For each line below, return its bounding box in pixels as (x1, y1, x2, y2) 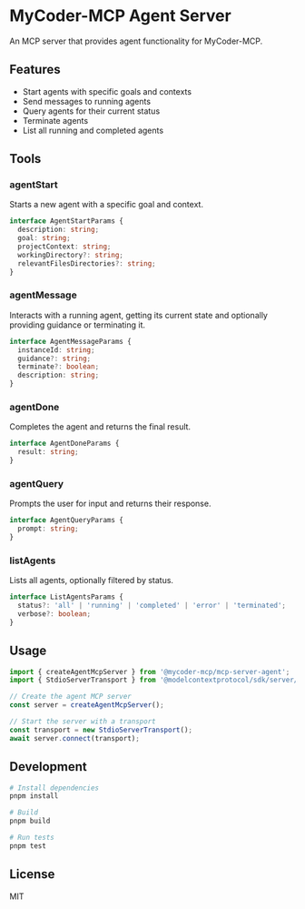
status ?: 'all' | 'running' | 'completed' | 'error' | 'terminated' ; (17, 601, 287, 611)
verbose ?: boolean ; (17, 610, 92, 619)
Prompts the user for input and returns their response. (9, 498, 212, 510)
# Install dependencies (9, 783, 100, 793)
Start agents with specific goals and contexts (22, 86, 192, 96)
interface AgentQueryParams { (9, 516, 124, 525)
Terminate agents (22, 115, 89, 126)
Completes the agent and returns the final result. (9, 421, 192, 432)
